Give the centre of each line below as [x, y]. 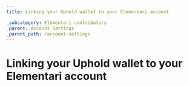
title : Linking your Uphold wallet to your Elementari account [88, 12]
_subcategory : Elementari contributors [57, 23]
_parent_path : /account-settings [48, 34]
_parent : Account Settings [40, 28]
